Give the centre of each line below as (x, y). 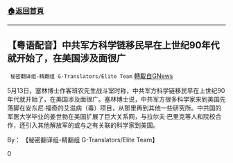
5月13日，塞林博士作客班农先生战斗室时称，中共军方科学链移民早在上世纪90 (116, 90)
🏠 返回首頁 (26, 10)
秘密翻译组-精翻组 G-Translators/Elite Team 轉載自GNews (92, 76)
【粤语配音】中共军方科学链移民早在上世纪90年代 (113, 45)
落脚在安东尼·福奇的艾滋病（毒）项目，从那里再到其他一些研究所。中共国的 (114, 108)
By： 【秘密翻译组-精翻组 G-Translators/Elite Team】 (83, 140)
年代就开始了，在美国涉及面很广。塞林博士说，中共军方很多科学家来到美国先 (116, 99)
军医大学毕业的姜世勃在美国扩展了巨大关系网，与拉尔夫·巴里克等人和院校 (112, 117)
